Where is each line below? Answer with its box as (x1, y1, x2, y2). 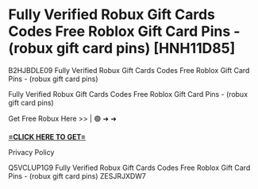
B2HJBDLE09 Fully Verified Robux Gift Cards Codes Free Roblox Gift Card (8, 65, 250, 75)
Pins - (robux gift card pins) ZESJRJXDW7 (8, 171, 147, 180)
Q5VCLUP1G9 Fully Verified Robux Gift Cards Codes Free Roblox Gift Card (8, 163, 251, 172)
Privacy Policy (8, 147, 55, 156)
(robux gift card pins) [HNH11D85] (8, 40, 236, 57)
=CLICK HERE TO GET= (8, 132, 86, 141)
